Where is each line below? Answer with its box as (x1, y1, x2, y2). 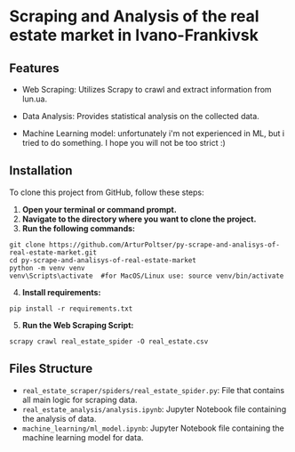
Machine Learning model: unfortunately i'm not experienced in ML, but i (21, 128, 285, 139)
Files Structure (9, 361, 93, 376)
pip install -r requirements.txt (9, 304, 133, 313)
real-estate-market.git (9, 247, 98, 257)
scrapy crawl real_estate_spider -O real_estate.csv (9, 336, 209, 346)
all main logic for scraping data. (21, 394, 138, 405)
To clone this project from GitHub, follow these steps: (9, 187, 204, 198)
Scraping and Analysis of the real (9, 6, 259, 27)
